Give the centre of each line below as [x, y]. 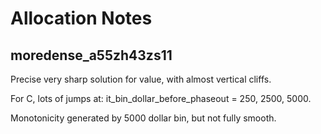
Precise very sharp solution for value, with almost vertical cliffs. [141, 79]
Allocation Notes [81, 18]
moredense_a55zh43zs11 [91, 55]
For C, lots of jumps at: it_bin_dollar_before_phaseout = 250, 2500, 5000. [161, 98]
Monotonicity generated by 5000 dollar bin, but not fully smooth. [143, 118]
